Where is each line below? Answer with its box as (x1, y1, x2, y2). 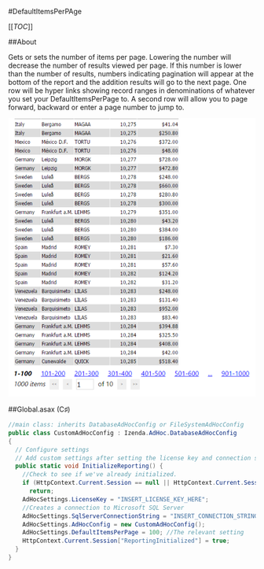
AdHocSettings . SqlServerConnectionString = (22, 512, 167, 520)
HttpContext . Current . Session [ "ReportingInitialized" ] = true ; (22, 537, 230, 545)
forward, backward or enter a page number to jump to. (8, 102, 185, 112)
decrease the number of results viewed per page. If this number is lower (8, 61, 242, 70)
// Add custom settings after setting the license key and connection (15, 454, 251, 462)
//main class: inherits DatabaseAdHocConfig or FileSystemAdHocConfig (8, 421, 244, 429)
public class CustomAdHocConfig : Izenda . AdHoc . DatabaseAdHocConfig (8, 429, 237, 437)
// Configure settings (15, 445, 90, 453)
